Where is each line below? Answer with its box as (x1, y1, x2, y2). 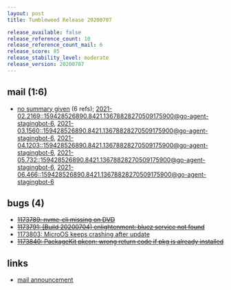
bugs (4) (7, 197, 45, 209)
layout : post (7, 10, 45, 17)
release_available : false (7, 29, 81, 36)
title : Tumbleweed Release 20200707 (7, 16, 112, 23)
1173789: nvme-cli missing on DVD (16, 216, 115, 224)
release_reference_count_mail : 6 (7, 42, 103, 49)
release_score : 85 (7, 48, 60, 55)
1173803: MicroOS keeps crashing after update (16, 230, 150, 238)
